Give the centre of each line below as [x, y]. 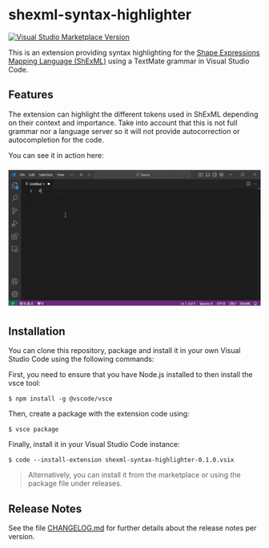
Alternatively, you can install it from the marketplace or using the [134, 475]
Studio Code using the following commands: [81, 359]
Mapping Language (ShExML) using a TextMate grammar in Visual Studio [129, 61]
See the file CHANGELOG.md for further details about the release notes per [132, 528]
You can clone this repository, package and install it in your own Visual [124, 351]
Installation [37, 332]
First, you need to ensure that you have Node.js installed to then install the [131, 375]
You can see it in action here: [56, 155]
